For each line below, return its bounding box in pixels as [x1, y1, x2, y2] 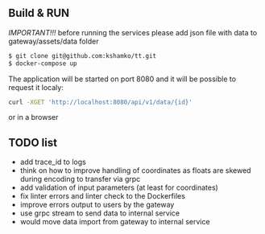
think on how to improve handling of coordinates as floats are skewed [19, 166, 251, 175]
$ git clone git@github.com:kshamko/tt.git [8, 51, 157, 60]
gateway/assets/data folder [8, 36, 99, 46]
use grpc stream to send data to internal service [19, 208, 180, 218]
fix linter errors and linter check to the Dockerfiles [19, 191, 185, 201]
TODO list [8, 136, 58, 150]
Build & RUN [8, 6, 70, 20]
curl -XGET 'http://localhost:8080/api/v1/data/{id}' [8, 98, 193, 106]
